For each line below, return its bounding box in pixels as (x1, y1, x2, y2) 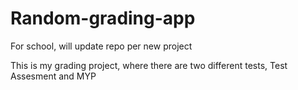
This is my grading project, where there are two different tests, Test (10, 59, 288, 71)
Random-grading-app (10, 7, 196, 30)
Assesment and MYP (10, 70, 97, 82)
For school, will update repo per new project (10, 40, 193, 52)
